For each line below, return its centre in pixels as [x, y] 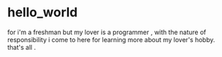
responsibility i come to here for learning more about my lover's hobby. [111, 39]
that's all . [22, 47]
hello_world [43, 12]
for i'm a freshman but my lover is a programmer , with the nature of [107, 32]
